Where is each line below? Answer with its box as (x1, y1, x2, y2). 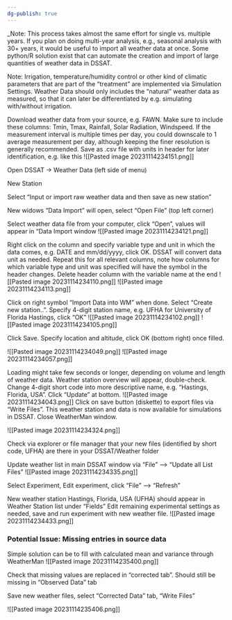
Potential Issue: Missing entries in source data (7, 534, 167, 544)
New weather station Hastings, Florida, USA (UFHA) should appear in (7, 494, 206, 503)
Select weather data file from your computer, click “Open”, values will (7, 220, 206, 228)
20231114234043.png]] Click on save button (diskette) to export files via (7, 398, 214, 406)
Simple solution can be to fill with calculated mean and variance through (7, 550, 214, 558)
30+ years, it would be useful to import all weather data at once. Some (7, 44, 209, 52)
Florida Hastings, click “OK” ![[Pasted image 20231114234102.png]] (7, 313, 200, 321)
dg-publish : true (7, 10, 58, 17)
